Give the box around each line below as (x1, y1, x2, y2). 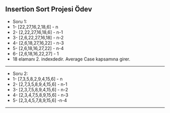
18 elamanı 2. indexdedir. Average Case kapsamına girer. (12, 56, 131, 62)
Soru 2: (12, 70, 28, 76)
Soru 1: (12, 18, 27, 24)
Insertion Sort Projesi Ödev (5, 5, 93, 14)
